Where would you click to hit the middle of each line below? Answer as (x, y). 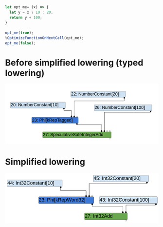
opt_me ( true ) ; (19, 33)
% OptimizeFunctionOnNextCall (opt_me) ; (44, 38)
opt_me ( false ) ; (20, 43)
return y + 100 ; (26, 17)
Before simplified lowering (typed (74, 63)
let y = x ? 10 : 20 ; (31, 12)
